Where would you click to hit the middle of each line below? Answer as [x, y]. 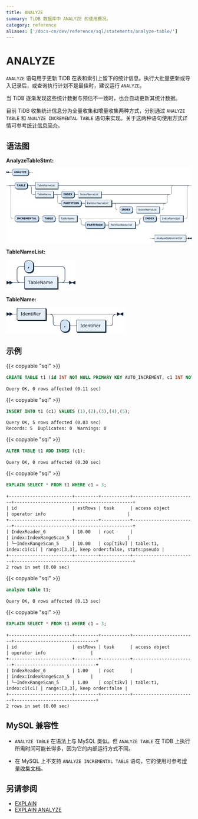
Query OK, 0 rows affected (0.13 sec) [54, 602]
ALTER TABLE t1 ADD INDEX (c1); [46, 451]
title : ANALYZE [25, 12]
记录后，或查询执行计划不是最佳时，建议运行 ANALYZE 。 [78, 86]
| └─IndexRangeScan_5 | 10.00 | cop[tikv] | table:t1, [83, 544]
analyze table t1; [29, 590]
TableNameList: [26, 252]
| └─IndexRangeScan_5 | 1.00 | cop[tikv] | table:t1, [83, 682]
